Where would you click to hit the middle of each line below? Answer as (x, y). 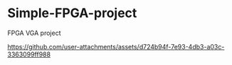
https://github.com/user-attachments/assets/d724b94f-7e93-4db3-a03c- (116, 46)
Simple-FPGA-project (72, 13)
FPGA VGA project (34, 33)
